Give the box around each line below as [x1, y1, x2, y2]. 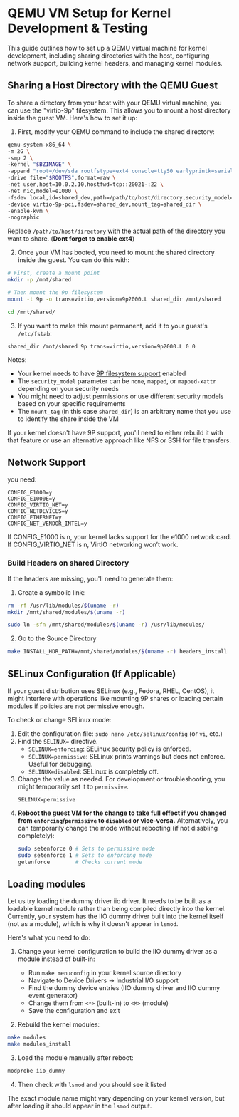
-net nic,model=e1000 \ [7, 187, 78, 194]
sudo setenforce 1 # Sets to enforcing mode [17, 851, 152, 859]
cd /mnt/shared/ [7, 308, 55, 316]
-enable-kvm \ [7, 207, 50, 214]
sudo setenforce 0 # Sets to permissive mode [17, 846, 155, 853]
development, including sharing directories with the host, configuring [7, 51, 210, 60]
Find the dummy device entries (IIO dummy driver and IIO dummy [28, 984, 221, 992]
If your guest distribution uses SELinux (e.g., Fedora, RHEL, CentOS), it [7, 687, 215, 695]
